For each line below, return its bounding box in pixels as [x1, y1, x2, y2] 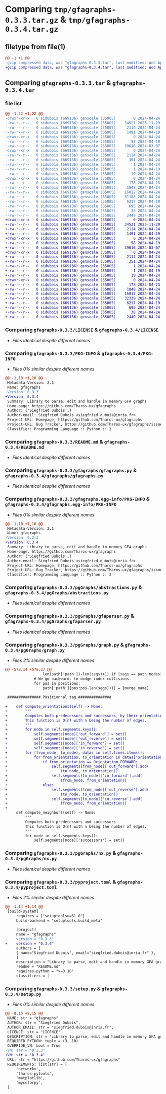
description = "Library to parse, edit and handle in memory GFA [16, 959, 154, 964]
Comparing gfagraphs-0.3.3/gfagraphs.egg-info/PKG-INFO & [5, 496, 150, 503]
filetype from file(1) [5, 42, 66, 51]
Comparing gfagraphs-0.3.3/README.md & [5, 438, 103, 445]
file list [5, 100, 22, 107]
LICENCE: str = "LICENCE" [7, 1029, 61, 1034]
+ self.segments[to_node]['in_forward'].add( [5, 773, 142, 778]
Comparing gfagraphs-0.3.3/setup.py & [5, 985, 101, 992]
